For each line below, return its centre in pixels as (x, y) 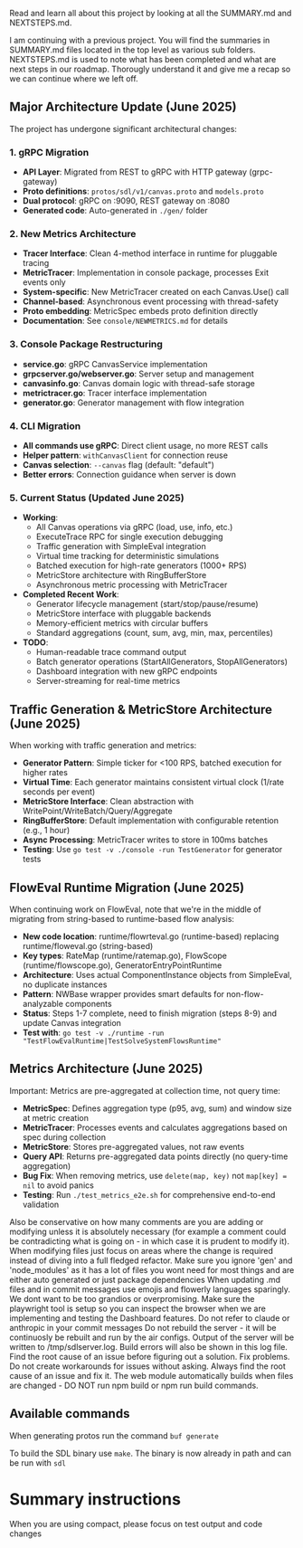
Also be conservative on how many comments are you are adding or (137, 1221)
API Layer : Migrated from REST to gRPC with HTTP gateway (134, 172)
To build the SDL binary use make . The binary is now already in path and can (151, 1453)
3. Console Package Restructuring (86, 345)
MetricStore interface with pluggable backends (123, 613)
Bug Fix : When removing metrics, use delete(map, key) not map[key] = (155, 1175)
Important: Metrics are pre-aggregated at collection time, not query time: (145, 1090)
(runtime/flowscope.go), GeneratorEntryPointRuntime (122, 965)
